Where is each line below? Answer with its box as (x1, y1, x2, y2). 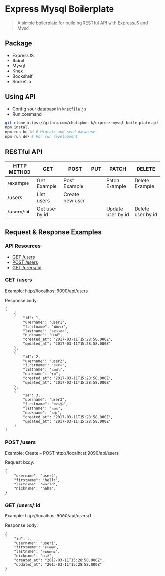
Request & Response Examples (5, 228, 102, 237)
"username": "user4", (14, 473, 58, 478)
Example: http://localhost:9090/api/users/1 (5, 513, 92, 519)
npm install (5, 125, 29, 130)
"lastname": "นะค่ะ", (23, 406, 63, 411)
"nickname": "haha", (14, 486, 56, 491)
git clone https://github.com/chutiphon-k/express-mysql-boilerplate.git (5, 121, 160, 125)
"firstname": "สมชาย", (23, 363, 67, 367)
